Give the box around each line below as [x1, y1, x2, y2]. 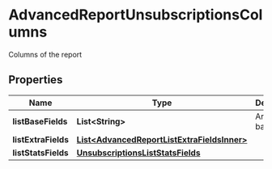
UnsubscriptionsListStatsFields [76, 147, 201, 158]
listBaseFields [12, 116, 68, 127]
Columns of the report [8, 49, 83, 59]
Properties [8, 73, 63, 87]
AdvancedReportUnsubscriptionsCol [8, 6, 263, 24]
